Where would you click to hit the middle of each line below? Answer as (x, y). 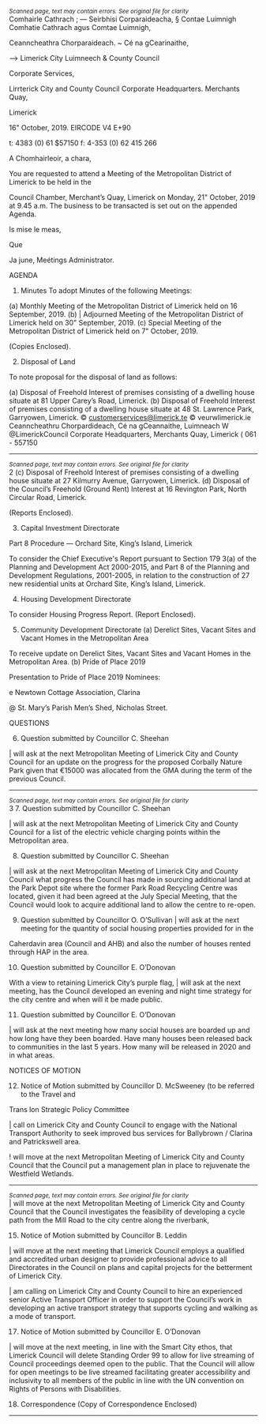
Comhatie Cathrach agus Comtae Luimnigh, (80, 27)
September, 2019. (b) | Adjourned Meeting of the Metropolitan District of (126, 314)
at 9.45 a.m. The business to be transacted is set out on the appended (123, 206)
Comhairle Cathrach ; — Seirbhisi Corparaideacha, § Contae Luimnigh (123, 19)
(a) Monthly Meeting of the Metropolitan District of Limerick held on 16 (123, 306)
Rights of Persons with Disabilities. (65, 1389)
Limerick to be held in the (50, 182)
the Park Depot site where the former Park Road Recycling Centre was (123, 888)
